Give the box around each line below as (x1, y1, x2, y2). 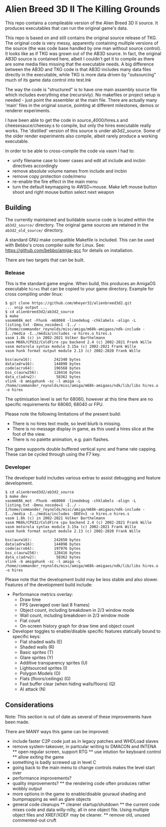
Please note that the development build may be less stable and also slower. (5, 577, 159, 583)
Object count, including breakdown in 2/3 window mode (19, 607, 135, 613)
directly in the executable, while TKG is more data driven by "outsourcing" (5, 71, 156, 77)
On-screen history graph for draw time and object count (19, 623, 135, 629)
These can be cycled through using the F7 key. (5, 451, 101, 457)
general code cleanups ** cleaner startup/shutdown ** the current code (12, 802, 160, 808)
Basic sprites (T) (19, 650, 54, 655)
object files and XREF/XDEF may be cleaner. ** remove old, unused (12, 812, 150, 818)
